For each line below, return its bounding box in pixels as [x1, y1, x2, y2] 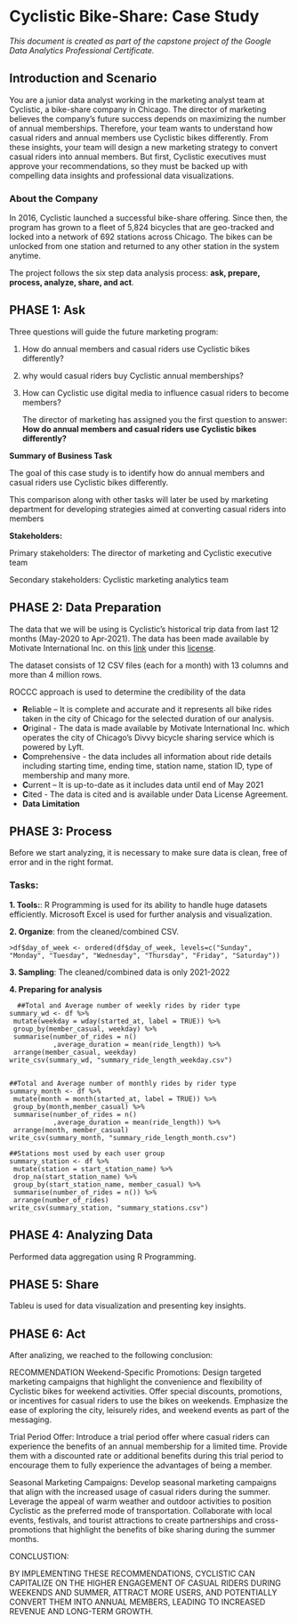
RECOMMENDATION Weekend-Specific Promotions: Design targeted [9, 1367, 262, 1378]
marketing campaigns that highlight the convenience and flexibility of [9, 1377, 262, 1387]
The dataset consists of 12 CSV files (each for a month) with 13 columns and [9, 660, 289, 671]
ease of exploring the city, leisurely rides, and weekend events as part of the [9, 1405, 290, 1416]
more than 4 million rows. [9, 669, 102, 679]
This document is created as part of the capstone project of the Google [9, 36, 271, 46]
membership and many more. [21, 769, 131, 780]
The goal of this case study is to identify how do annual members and [9, 467, 265, 478]
